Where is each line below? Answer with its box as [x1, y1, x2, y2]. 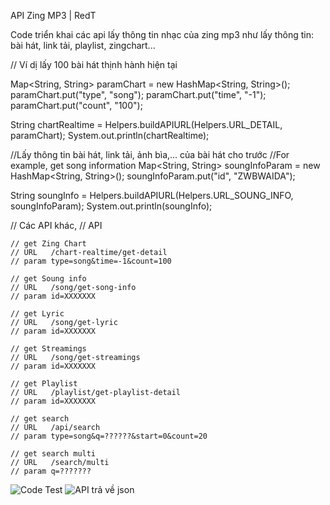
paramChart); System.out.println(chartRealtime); [10, 130, 210, 141]
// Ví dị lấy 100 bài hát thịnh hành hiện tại [10, 59, 178, 70]
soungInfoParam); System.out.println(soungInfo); [10, 200, 213, 212]
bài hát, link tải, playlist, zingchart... [10, 40, 156, 51]
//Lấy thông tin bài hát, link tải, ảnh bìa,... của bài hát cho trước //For [10, 149, 290, 160]
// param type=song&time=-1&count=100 [10, 256, 172, 266]
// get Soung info [10, 274, 87, 284]
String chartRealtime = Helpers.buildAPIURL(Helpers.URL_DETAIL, [10, 119, 283, 130]
